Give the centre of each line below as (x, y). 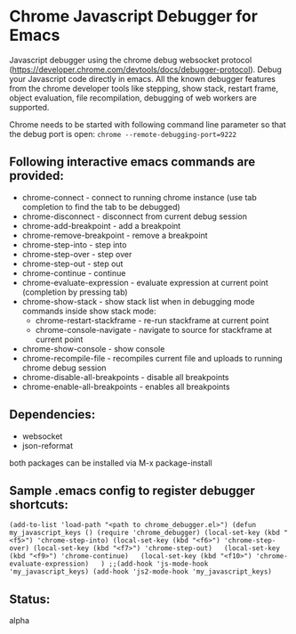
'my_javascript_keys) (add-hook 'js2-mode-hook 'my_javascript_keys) (141, 572)
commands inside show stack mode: (89, 311)
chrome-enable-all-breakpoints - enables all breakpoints (126, 386)
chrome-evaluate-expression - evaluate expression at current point (145, 282)
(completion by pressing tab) (75, 292)
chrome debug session (64, 368)
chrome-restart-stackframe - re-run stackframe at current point (152, 320)
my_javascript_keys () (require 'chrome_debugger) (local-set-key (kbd (144, 533)
